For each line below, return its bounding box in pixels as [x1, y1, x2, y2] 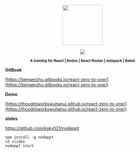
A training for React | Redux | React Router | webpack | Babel [30, 58, 135, 63]
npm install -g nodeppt [5, 135, 54, 140]
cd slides [5, 139, 26, 144]
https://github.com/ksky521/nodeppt [5, 125, 80, 131]
